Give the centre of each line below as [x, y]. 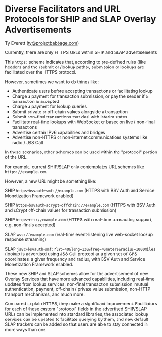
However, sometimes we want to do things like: [52, 82]
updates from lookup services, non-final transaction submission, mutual [77, 284]
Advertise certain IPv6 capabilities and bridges [59, 132]
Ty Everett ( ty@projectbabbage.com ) [42, 43]
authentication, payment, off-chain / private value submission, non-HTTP [78, 289]
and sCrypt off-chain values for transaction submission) [61, 210]
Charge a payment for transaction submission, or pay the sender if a [80, 96]
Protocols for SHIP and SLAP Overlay [81, 19]
